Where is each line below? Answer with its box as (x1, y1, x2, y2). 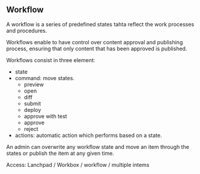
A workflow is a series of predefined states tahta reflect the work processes (6, 20, 195, 28)
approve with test (23, 112, 67, 120)
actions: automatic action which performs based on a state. (14, 132, 162, 139)
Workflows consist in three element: (6, 56, 95, 63)
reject (23, 125, 38, 132)
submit (23, 100, 41, 107)
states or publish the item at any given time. (6, 149, 114, 157)
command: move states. (14, 74, 75, 81)
